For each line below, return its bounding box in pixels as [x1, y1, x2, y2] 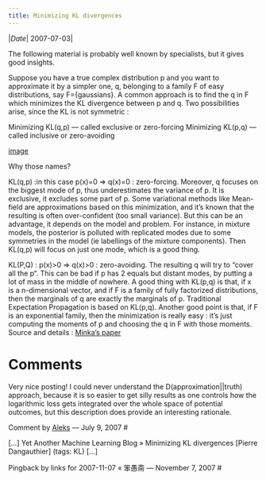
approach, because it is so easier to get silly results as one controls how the [8, 390, 256, 400]
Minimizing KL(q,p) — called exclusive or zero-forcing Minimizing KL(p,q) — [8, 122, 256, 131]
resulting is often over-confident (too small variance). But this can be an [8, 210, 244, 220]
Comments [8, 355, 83, 373]
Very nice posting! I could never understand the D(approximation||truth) [8, 381, 243, 391]
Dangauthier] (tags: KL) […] [8, 447, 98, 456]
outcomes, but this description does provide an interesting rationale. [8, 407, 232, 416]
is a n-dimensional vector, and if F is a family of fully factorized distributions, [8, 285, 259, 295]
